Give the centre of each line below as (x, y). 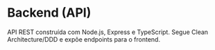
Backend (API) (49, 13)
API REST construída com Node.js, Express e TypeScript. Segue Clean (108, 32)
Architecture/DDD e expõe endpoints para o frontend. (84, 39)
